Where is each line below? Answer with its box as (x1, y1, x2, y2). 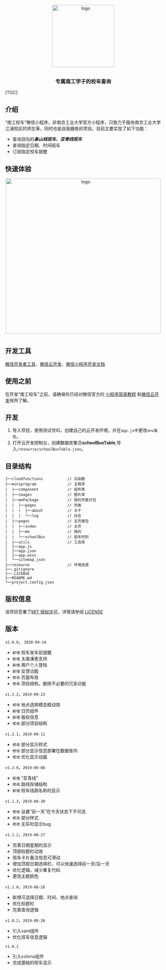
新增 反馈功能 (12, 668, 39, 674)
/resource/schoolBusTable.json (16, 447, 82, 452)
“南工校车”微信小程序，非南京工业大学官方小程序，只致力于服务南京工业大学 (5, 119, 161, 125)
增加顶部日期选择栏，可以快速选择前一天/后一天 (12, 861, 110, 867)
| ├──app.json (5, 548, 37, 554)
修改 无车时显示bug (12, 821, 51, 827)
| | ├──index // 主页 (5, 524, 82, 529)
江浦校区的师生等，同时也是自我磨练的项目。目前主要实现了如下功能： (5, 126, 149, 132)
